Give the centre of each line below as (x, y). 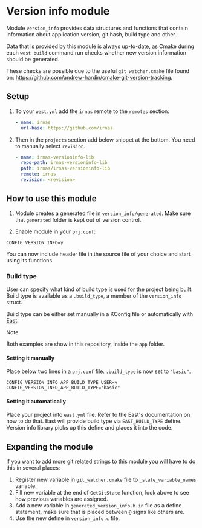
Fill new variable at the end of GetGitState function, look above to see (102, 493)
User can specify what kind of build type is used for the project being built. (99, 289)
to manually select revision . (50, 146)
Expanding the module (50, 447)
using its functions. (30, 260)
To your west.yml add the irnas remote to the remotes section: (92, 111)
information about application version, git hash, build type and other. (91, 34)
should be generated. (33, 59)
